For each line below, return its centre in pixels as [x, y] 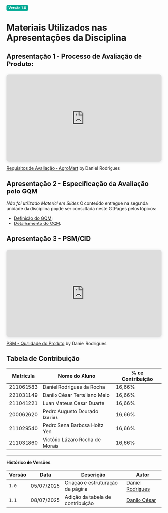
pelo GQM [22, 191]
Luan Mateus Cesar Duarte [73, 403]
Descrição [93, 475]
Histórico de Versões [28, 462]
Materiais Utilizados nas [57, 28]
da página [76, 489]
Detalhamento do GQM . [38, 223]
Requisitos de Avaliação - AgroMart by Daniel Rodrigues [63, 168]
